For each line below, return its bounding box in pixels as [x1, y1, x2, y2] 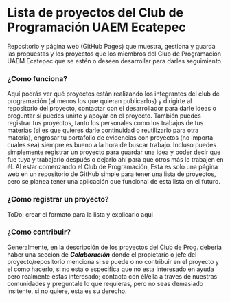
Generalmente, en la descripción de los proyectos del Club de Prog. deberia [7, 243, 222, 251]
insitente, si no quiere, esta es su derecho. [7, 287, 127, 295]
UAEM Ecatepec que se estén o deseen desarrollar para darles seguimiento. [7, 56, 223, 65]
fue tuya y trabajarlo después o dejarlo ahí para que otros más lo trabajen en [7, 155, 225, 164]
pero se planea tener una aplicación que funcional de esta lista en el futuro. [7, 177, 221, 186]
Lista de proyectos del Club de [7, 5, 184, 21]
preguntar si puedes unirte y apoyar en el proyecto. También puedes [7, 111, 201, 120]
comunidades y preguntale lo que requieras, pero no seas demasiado [7, 279, 204, 288]
